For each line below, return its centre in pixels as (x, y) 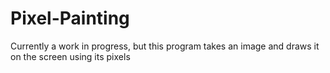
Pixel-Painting (70, 18)
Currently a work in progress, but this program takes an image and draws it (165, 46)
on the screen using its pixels (70, 56)
